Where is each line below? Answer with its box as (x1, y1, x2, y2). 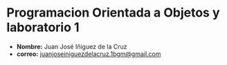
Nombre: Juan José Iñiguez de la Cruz (16, 42, 127, 50)
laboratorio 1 (6, 19, 80, 35)
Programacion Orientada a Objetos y (6, 5, 220, 21)
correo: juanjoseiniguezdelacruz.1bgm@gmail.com (16, 50, 161, 58)
